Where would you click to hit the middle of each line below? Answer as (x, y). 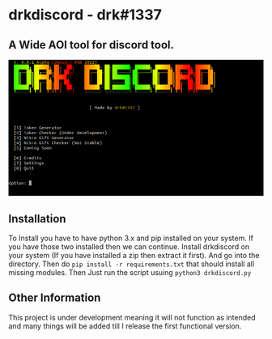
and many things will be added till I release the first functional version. (125, 326)
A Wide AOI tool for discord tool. (91, 45)
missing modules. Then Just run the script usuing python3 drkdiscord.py (130, 272)
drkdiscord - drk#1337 (85, 15)
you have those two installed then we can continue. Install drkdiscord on (129, 246)
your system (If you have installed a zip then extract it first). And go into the (134, 255)
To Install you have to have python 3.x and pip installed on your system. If (131, 238)
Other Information (55, 298)
